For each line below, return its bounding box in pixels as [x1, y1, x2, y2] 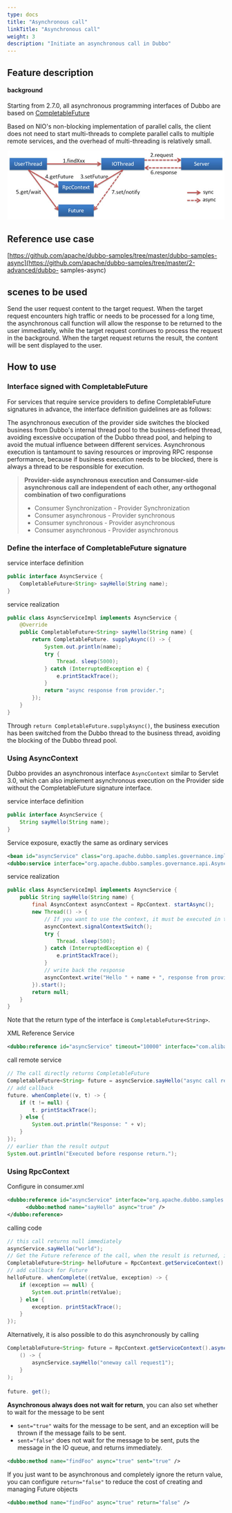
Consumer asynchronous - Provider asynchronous [34, 526, 179, 534]
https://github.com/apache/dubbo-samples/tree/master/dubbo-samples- [9, 251, 217, 260]
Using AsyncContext [7, 753, 79, 763]
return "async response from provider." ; [43, 687, 166, 694]
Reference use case [7, 233, 95, 245]
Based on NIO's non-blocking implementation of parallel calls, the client [7, 122, 211, 131]
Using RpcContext [7, 1166, 70, 1176]
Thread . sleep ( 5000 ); [56, 658, 119, 665]
